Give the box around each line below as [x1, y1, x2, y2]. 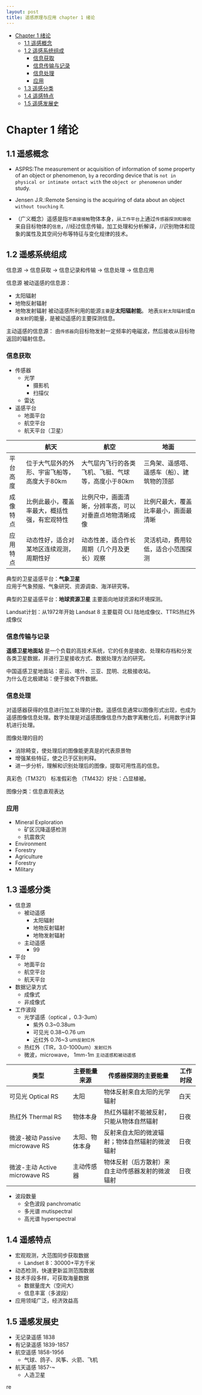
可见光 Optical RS [9, 1092, 59, 1101]
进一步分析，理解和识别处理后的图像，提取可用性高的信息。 [14, 762, 163, 770]
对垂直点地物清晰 [81, 511, 130, 519]
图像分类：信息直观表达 [6, 788, 64, 795]
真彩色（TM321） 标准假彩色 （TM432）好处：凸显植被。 [6, 775, 150, 782]
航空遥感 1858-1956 [14, 1349, 64, 1356]
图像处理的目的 [6, 734, 43, 742]
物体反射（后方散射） [103, 1158, 164, 1166]
